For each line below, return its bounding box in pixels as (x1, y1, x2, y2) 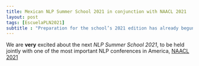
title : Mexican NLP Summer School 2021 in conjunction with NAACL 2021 (6, 8, 187, 15)
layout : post (6, 14, 38, 20)
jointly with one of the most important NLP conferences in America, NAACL (6, 48, 190, 55)
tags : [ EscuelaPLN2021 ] (6, 19, 65, 25)
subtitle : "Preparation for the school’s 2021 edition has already (6, 25, 179, 31)
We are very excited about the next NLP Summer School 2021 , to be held (6, 41, 185, 48)
